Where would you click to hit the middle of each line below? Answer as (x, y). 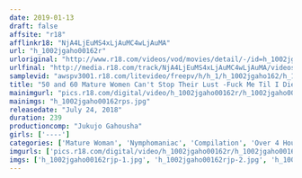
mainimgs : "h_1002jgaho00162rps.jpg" (80, 101)
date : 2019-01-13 (42, 18)
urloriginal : (34, 59)
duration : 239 (36, 118)
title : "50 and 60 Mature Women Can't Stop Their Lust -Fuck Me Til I (144, 85)
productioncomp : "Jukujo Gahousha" (76, 127)
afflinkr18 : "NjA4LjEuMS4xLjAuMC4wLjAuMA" (90, 43)
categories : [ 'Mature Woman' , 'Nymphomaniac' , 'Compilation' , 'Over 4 (144, 143)
